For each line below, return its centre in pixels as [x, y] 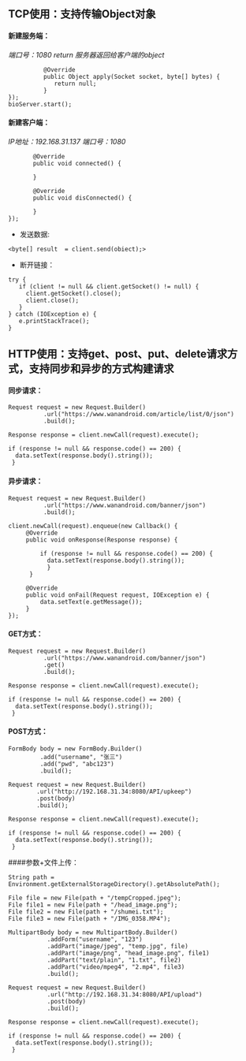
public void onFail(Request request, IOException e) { [118, 595]
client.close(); [52, 300]
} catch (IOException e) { [52, 314]
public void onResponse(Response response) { [102, 540]
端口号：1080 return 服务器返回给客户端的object [86, 54]
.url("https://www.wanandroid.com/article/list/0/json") [139, 415]
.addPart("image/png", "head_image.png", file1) [129, 953]
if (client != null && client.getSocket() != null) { [109, 286]
